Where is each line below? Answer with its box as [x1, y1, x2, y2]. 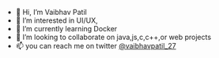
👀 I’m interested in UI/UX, [15, 16, 99, 25]
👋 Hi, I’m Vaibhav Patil [15, 8, 87, 16]
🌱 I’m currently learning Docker [15, 24, 118, 33]
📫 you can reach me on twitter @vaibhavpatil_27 [15, 42, 176, 50]
